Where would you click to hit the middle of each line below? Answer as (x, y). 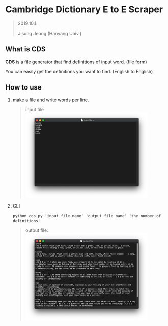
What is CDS (25, 49)
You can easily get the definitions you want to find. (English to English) (79, 71)
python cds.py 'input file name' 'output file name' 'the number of (87, 216)
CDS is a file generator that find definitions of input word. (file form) (76, 62)
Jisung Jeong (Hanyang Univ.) (50, 33)
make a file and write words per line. (51, 100)
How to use (23, 87)
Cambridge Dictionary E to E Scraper (84, 9)
